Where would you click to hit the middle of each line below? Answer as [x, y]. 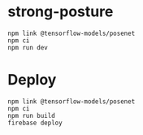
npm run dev [28, 47]
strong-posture [61, 12]
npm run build [32, 115]
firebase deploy [35, 123]
